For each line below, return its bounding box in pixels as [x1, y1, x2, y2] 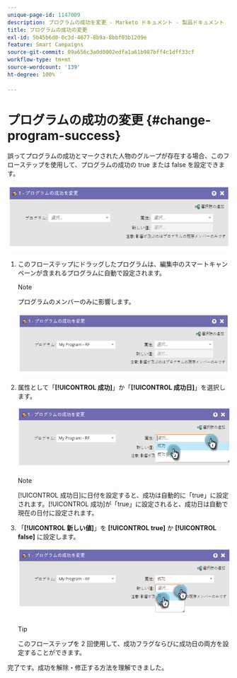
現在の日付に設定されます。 [17, 509, 98, 518]
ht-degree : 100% [7, 71, 55, 78]
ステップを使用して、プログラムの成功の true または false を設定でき [19, 160, 219, 169]
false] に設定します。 [17, 532, 80, 541]
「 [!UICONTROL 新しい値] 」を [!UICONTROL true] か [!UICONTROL [17, 524, 217, 532]
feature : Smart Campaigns [7, 41, 83, 49]
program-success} [7, 127, 122, 144]
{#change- [146, 112, 212, 128]
